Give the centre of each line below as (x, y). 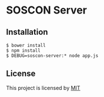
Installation (27, 32)
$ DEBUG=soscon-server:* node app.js (52, 56)
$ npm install (24, 51)
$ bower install (26, 45)
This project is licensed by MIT (43, 88)
